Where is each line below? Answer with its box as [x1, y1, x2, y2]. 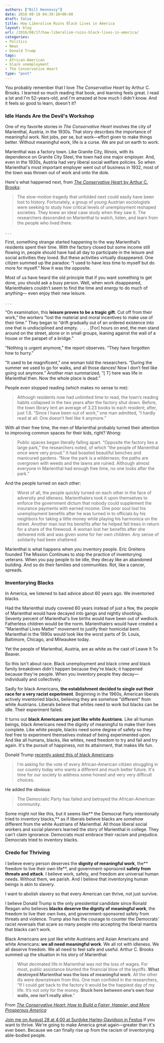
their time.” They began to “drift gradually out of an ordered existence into [5, 320, 154, 326]
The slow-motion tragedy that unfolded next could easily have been [17, 194, 154, 200]
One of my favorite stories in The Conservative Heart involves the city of [5, 124, 152, 130]
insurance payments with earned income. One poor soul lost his [17, 505, 146, 511]
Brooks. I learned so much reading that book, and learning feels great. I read [5, 89, 159, 96]
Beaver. [5, 651, 21, 657]
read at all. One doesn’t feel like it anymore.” [17, 415, 107, 421]
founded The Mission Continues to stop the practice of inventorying [5, 551, 142, 557]
